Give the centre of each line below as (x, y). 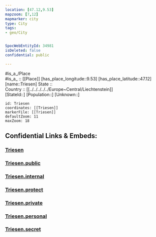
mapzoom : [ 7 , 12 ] (22, 14)
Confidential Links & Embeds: (51, 136)
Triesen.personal (26, 216)
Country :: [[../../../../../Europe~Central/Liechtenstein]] (59, 89)
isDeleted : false (23, 50)
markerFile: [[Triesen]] (31, 112)
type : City (16, 23)
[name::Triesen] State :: (29, 84)
